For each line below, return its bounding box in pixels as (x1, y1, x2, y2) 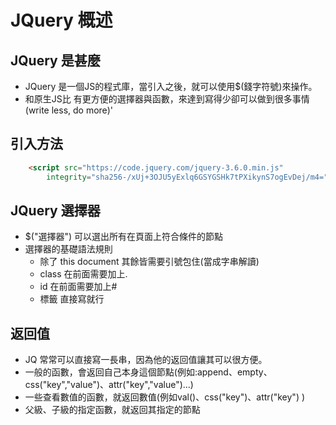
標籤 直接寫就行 (39, 293, 105, 305)
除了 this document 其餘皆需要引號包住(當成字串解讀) (39, 256, 260, 268)
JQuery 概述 (10, 9, 113, 32)
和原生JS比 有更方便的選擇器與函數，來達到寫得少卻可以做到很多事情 (24, 93, 310, 105)
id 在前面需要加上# (39, 281, 118, 293)
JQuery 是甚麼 (10, 52, 101, 69)
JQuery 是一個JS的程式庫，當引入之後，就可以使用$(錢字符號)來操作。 (24, 81, 318, 92)
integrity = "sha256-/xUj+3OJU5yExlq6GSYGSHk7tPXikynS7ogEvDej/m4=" (46, 172, 329, 182)
